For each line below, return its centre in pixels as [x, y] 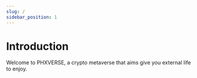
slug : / [16, 12]
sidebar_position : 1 [32, 17]
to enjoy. [17, 69]
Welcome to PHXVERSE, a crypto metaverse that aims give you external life [99, 63]
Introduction [37, 46]
